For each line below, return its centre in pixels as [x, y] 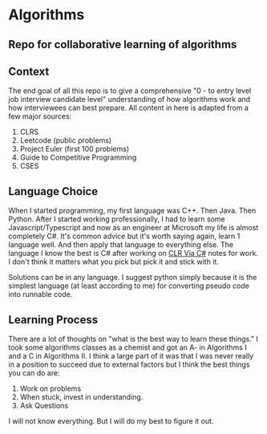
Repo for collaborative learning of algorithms [123, 45]
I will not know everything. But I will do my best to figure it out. [111, 421]
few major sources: [40, 116]
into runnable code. [40, 294]
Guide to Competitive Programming [78, 157]
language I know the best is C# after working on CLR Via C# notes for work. [133, 254]
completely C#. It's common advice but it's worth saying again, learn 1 [124, 236]
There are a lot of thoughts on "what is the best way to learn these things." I [133, 339]
